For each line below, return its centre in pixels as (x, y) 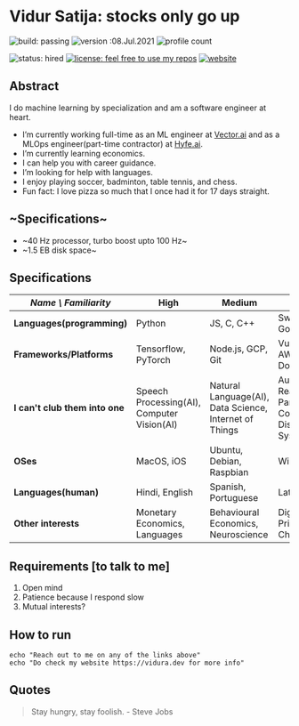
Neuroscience (239, 535)
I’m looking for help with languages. (87, 172)
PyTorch (154, 360)
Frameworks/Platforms (64, 355)
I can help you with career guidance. (89, 163)
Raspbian (229, 472)
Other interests (47, 524)
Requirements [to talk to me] (90, 566)
